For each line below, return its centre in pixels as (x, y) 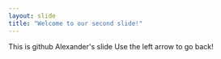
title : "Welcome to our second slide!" (76, 23)
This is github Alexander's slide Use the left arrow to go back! (111, 46)
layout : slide (32, 16)
